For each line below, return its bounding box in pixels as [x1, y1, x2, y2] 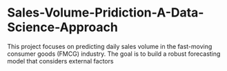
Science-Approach [7, 19, 119, 35]
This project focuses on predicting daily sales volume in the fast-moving [7, 42, 213, 50]
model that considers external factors [7, 57, 114, 65]
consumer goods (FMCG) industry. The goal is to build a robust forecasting [7, 50, 221, 58]
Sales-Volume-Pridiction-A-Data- [7, 5, 204, 21]
